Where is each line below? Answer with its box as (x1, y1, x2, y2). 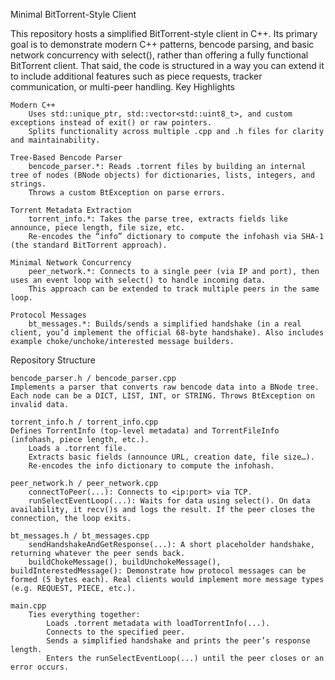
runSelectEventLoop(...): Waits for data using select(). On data (28, 496, 311, 506)
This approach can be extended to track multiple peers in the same (28, 284, 320, 294)
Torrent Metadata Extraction (10, 205, 132, 215)
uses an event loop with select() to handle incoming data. (10, 275, 267, 285)
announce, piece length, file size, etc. (10, 223, 186, 233)
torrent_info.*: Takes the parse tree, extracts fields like (28, 214, 288, 224)
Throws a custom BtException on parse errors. (28, 188, 226, 198)
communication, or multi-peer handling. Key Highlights (10, 81, 235, 93)
